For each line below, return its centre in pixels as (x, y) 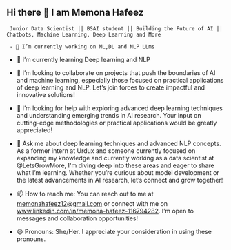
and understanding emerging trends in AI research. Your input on (109, 115)
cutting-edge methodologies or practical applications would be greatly (117, 123)
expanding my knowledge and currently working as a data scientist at (115, 158)
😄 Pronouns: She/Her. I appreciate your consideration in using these (114, 231)
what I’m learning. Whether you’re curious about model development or (118, 172)
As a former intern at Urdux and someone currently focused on (106, 150)
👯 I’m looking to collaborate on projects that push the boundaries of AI (116, 72)
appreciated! (34, 130)
